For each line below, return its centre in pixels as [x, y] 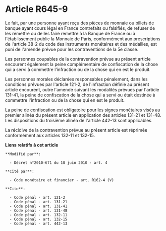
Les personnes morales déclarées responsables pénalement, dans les [76, 79]
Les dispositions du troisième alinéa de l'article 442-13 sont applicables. [79, 120]
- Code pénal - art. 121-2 [37, 197]
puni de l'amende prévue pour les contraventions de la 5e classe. [72, 49]
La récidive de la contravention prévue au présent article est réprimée [76, 130]
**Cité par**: [20, 171]
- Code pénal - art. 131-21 [39, 202]
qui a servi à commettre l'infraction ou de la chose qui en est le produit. [78, 69]
